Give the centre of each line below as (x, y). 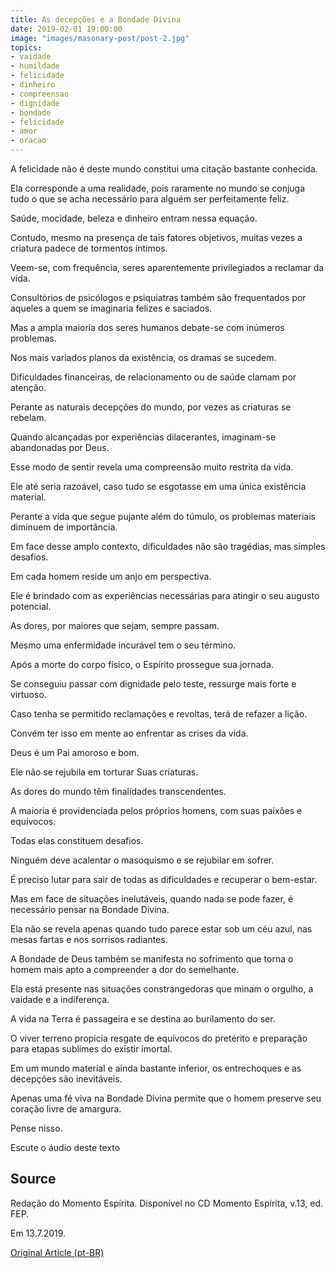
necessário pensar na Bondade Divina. (90, 909)
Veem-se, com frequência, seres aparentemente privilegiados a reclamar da (167, 267)
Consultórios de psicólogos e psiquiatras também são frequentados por (158, 297)
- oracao (28, 141)
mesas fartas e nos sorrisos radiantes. (89, 939)
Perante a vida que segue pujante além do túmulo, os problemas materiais (163, 516)
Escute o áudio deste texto (65, 1147)
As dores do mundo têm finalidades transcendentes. (118, 791)
